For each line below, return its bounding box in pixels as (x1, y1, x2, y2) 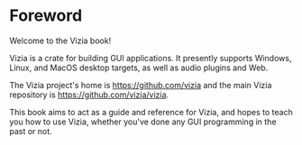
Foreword (9, 5, 83, 26)
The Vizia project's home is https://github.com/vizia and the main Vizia (9, 79, 272, 90)
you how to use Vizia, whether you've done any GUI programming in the (9, 116, 277, 127)
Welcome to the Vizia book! (9, 35, 112, 46)
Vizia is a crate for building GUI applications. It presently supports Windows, (9, 52, 292, 63)
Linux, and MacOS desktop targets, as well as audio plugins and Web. (9, 62, 269, 73)
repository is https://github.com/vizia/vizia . (9, 89, 169, 100)
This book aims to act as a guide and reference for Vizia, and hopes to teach (9, 106, 293, 117)
